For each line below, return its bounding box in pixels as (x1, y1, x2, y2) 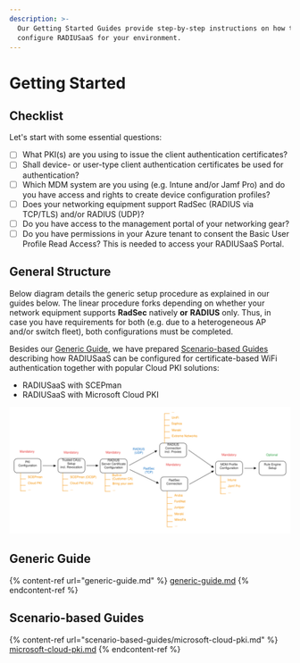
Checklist (9, 108, 64, 123)
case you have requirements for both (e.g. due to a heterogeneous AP (9, 316, 267, 327)
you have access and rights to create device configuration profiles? (21, 189, 271, 200)
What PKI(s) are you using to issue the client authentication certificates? (21, 149, 288, 160)
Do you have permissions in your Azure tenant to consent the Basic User (21, 228, 290, 239)
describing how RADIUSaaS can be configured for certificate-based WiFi (9, 353, 278, 364)
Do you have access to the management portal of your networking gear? (21, 218, 290, 229)
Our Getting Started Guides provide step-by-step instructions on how (17, 23, 286, 33)
